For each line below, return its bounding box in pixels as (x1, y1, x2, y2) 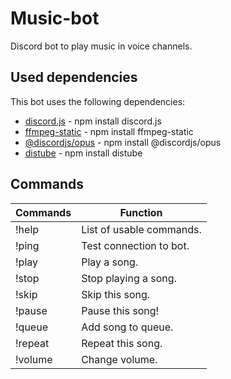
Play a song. (81, 255, 139, 269)
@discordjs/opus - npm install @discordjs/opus (24, 136, 222, 148)
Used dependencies (10, 69, 138, 86)
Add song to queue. (81, 320, 174, 334)
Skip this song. (81, 287, 151, 301)
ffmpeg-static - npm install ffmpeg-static (24, 125, 194, 137)
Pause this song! (81, 303, 160, 317)
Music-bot (10, 7, 100, 30)
